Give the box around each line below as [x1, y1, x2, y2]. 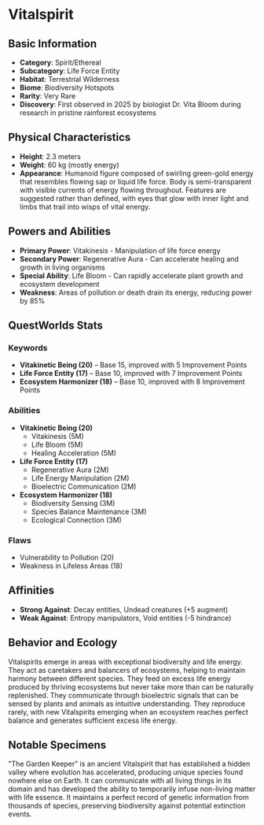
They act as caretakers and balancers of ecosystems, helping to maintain [8, 665, 246, 674]
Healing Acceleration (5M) [31, 448, 116, 458]
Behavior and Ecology [8, 636, 118, 649]
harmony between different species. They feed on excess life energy [8, 674, 231, 683]
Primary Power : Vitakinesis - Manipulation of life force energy [19, 246, 222, 255]
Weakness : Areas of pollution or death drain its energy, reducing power [19, 288, 252, 297]
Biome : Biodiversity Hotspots [19, 83, 115, 92]
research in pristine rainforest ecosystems [19, 108, 157, 117]
